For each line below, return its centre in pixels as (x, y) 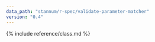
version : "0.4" (25, 17)
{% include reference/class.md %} (48, 33)
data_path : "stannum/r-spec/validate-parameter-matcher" (78, 11)
